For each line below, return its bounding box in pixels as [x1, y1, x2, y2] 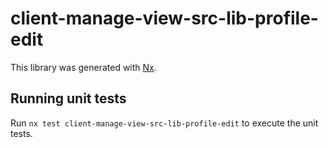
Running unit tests [10, 90, 127, 107]
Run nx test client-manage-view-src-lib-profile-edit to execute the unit [10, 117, 319, 129]
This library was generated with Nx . [10, 61, 157, 73]
